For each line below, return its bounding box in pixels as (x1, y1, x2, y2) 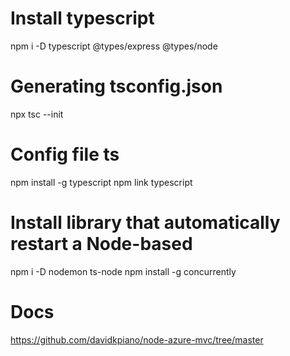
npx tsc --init (10, 108, 64, 120)
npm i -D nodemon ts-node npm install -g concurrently (10, 265, 237, 277)
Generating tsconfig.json (10, 75, 223, 98)
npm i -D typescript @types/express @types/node (10, 40, 218, 52)
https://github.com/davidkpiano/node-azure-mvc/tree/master (10, 333, 264, 346)
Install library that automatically (10, 212, 281, 234)
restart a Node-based (10, 233, 193, 255)
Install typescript (10, 7, 155, 30)
